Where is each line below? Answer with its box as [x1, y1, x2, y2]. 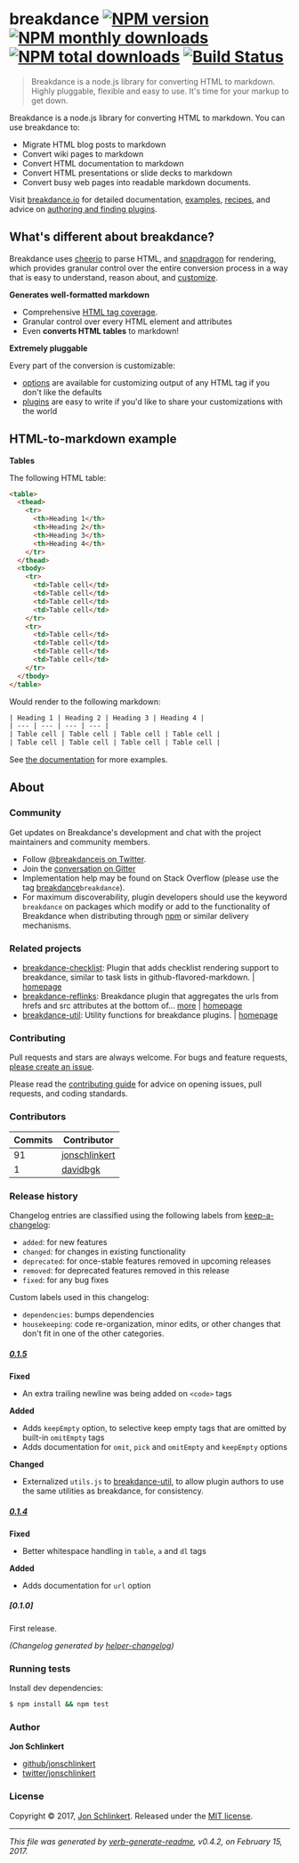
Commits [13, 1134, 53, 1146]
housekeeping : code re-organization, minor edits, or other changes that [21, 1318, 281, 1329]
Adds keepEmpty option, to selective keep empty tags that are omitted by [21, 1422, 287, 1433]
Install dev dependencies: [9, 1683, 104, 1694]
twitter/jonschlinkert [21, 1768, 96, 1778]
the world [21, 405, 58, 416]
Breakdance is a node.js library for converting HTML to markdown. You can [9, 112, 286, 123]
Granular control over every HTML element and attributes [21, 316, 233, 327]
